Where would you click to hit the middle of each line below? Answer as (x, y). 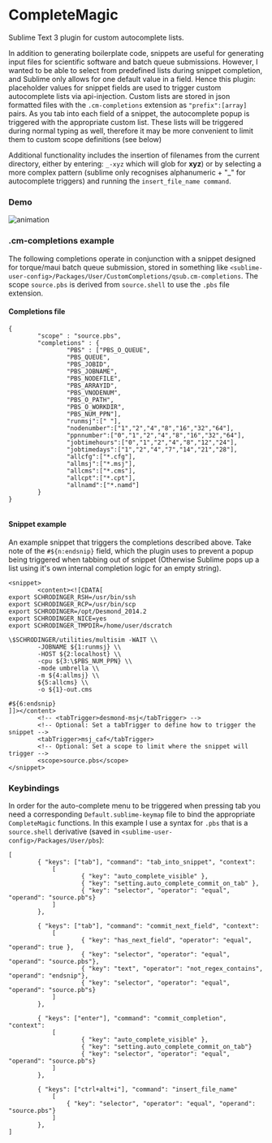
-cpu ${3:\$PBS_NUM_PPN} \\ (85, 661)
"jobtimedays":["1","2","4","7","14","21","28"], (152, 449)
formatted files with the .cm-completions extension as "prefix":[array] (128, 105)
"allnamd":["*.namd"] (103, 485)
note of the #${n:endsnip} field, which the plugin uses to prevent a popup (131, 550)
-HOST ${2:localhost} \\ (80, 654)
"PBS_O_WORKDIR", (96, 407)
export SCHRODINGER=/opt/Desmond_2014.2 (78, 611)
